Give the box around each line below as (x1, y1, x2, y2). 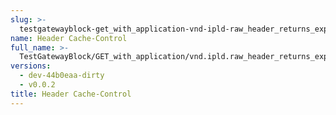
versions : (10, 61, 52, 71)
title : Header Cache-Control (10, 89, 132, 99)
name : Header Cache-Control (10, 33, 128, 43)
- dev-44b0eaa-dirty (19, 71, 105, 81)
